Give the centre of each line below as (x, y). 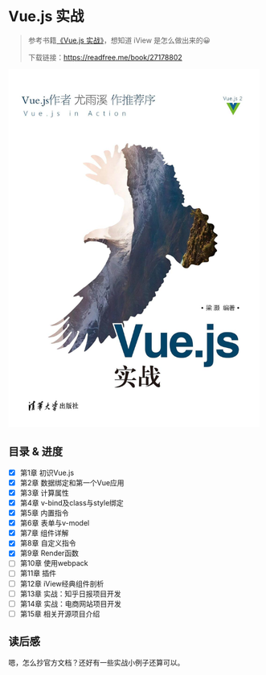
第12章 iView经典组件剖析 (62, 583)
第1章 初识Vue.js (47, 472)
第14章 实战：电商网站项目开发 (71, 603)
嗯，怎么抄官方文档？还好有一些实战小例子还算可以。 (96, 662)
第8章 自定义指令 (48, 543)
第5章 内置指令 (45, 513)
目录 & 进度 (36, 452)
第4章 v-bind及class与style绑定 (72, 503)
